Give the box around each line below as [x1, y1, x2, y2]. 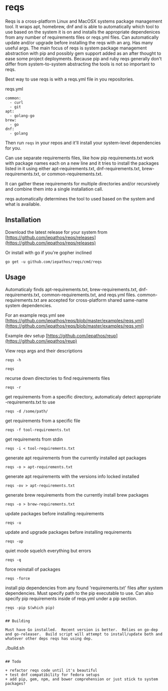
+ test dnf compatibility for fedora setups [5, 672, 100, 677]
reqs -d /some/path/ [5, 408, 49, 414]
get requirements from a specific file [5, 418, 81, 424]
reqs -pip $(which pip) [5, 605, 55, 610]
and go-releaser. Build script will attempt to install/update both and [5, 632, 163, 637]
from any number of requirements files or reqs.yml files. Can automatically [5, 34, 159, 40]
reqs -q [5, 557, 22, 563]
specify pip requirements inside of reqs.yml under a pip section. [5, 595, 137, 601]
